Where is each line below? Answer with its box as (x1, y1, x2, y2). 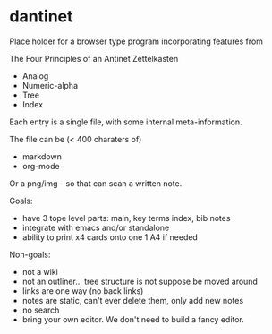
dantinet (9, 6, 73, 27)
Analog (21, 70, 49, 81)
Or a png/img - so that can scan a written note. (9, 177, 183, 189)
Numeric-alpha (21, 80, 79, 90)
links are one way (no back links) (21, 285, 144, 296)
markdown (21, 150, 63, 162)
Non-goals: (9, 249, 51, 260)
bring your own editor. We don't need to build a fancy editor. (21, 313, 244, 324)
